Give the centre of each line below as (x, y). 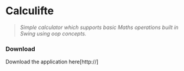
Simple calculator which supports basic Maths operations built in (99, 27)
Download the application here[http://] (52, 62)
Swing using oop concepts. (53, 33)
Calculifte (30, 11)
